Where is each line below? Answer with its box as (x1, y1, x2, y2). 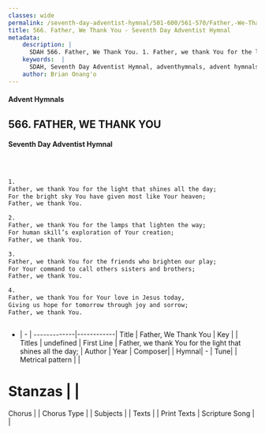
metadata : (8, 33, 41, 42)
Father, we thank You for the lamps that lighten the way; (8, 222, 207, 230)
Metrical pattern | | (19, 354, 81, 364)
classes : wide (8, 11, 55, 20)
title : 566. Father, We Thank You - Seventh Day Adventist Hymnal (8, 26, 231, 34)
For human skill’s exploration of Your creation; (8, 229, 175, 237)
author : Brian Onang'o (22, 70, 97, 78)
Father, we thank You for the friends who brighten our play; (8, 257, 217, 265)
